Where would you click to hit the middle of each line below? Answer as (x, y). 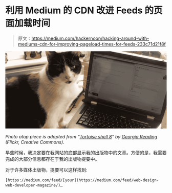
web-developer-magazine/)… (34, 185)
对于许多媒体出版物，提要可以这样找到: (47, 170)
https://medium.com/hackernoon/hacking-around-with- (90, 38)
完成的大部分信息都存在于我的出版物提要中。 (52, 159)
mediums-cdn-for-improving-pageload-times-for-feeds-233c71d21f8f (92, 44)
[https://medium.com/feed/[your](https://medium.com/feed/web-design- (82, 180)
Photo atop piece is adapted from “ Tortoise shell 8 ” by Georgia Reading (81, 137)
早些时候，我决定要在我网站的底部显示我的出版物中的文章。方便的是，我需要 (86, 153)
